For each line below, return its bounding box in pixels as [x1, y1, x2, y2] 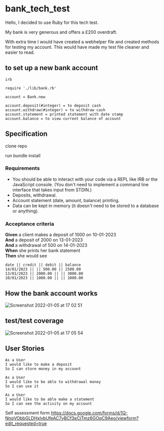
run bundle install [5, 152, 41, 158]
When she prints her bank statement [5, 247, 81, 254]
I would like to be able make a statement [5, 397, 94, 402]
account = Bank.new [5, 94, 46, 100]
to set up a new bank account [5, 64, 98, 72]
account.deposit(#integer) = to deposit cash [5, 103, 101, 108]
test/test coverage [5, 317, 64, 325]
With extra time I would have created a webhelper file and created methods [5, 38, 160, 45]
